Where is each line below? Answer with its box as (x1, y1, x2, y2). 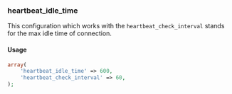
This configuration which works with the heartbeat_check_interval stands (7, 22, 225, 30)
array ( (7, 61, 27, 69)
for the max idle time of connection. (7, 29, 112, 37)
